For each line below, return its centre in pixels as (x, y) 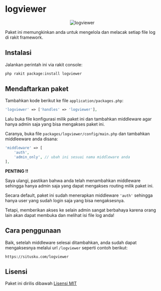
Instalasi (18, 53)
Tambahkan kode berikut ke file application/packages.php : (64, 101)
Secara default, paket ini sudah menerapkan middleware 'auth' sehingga (79, 195)
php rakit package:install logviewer (44, 74)
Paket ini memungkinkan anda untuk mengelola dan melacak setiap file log (80, 32)
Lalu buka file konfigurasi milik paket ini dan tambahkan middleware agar (78, 119)
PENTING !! (17, 171)
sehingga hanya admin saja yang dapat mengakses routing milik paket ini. (79, 185)
